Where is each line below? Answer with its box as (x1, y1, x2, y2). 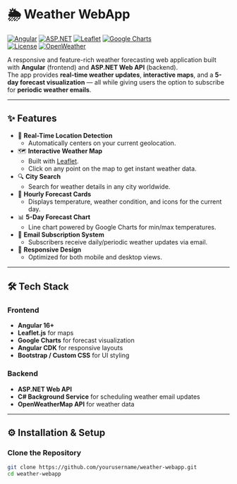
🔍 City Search (17, 172, 61, 180)
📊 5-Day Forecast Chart (17, 213, 90, 221)
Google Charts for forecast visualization (17, 336, 135, 345)
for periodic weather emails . (7, 85, 92, 94)
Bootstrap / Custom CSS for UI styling (17, 351, 130, 360)
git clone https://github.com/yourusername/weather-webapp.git (7, 464, 197, 471)
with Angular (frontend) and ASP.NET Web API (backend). (7, 63, 178, 71)
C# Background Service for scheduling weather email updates (17, 392, 200, 401)
